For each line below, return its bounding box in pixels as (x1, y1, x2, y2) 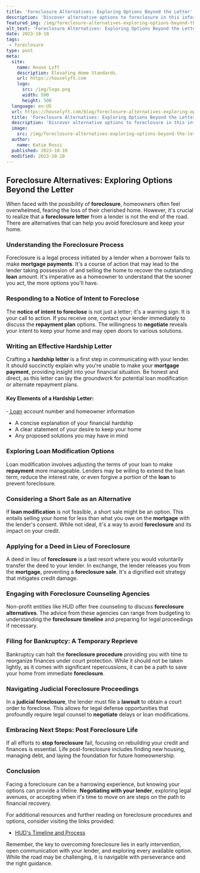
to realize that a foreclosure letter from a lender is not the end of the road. (6, 213, 189, 220)
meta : (6, 53, 20, 59)
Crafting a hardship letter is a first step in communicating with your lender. (6, 356, 190, 363)
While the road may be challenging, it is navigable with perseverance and (6, 853, 186, 860)
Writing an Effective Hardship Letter (6, 342, 112, 350)
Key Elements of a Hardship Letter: (6, 395, 94, 402)
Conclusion (6, 767, 40, 775)
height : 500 (21, 97, 52, 103)
